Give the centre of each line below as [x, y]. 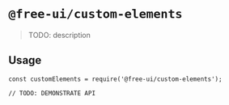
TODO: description [59, 35]
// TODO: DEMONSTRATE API [52, 93]
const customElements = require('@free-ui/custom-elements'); [115, 79]
